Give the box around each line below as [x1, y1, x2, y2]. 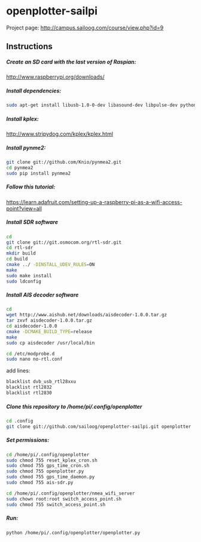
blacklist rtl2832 [6, 384, 52, 391]
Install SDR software [6, 218, 59, 226]
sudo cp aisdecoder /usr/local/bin [6, 340, 95, 346]
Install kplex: [6, 115, 39, 122]
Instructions [6, 41, 53, 52]
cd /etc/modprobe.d [6, 351, 55, 357]
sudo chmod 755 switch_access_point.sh [6, 501, 106, 508]
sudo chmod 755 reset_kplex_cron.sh [6, 457, 98, 463]
